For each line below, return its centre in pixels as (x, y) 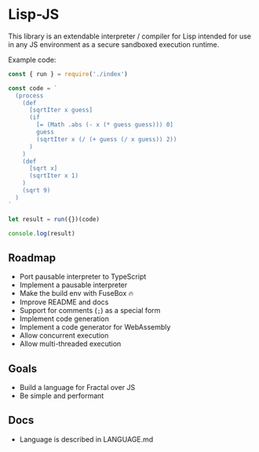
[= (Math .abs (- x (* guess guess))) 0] (105, 125)
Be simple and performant (62, 396)
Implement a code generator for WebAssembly (95, 327)
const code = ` (33, 88)
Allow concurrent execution (64, 336)
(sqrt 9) (36, 191)
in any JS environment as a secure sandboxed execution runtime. (114, 44)
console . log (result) (42, 233)
